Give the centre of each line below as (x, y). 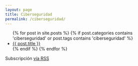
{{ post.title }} (26, 44)
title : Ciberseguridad (29, 14)
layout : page (19, 10)
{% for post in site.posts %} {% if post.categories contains (72, 33)
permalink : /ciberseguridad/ (35, 19)
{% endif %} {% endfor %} (40, 49)
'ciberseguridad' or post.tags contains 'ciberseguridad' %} (73, 38)
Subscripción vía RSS (27, 59)
